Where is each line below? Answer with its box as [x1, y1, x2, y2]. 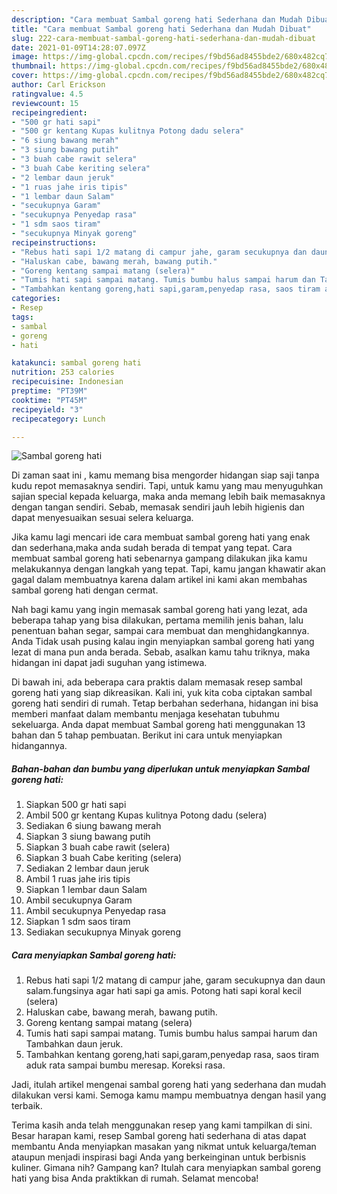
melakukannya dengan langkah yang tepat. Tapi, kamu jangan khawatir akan [11, 563, 326, 575]
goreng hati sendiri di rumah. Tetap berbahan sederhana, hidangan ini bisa [11, 697, 319, 710]
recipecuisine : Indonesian [11, 377, 124, 387]
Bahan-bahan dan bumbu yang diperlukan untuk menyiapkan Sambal [11, 762, 310, 775]
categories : [11, 294, 61, 304]
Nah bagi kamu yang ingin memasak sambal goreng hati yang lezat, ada [11, 604, 308, 616]
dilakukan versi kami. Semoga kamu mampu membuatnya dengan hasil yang [11, 1089, 327, 1101]
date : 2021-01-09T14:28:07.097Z [11, 42, 146, 53]
